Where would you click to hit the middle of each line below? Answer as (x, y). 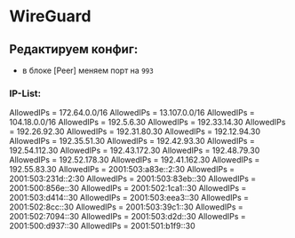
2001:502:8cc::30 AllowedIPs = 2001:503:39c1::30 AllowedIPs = (127, 207)
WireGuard (50, 16)
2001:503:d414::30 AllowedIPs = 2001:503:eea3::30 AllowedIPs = (129, 198)
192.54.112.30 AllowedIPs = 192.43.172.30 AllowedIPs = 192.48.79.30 (135, 151)
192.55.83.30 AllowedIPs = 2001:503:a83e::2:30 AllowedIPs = (122, 170)
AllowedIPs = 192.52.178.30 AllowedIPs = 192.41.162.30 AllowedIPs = (135, 160)
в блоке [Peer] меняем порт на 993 (88, 70)
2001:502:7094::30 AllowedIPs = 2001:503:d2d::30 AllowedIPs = (128, 217)
